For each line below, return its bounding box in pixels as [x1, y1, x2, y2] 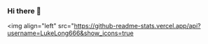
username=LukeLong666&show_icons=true [7, 29, 134, 37]
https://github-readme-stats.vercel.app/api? [74, 22, 201, 30]
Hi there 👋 [7, 6, 42, 16]
